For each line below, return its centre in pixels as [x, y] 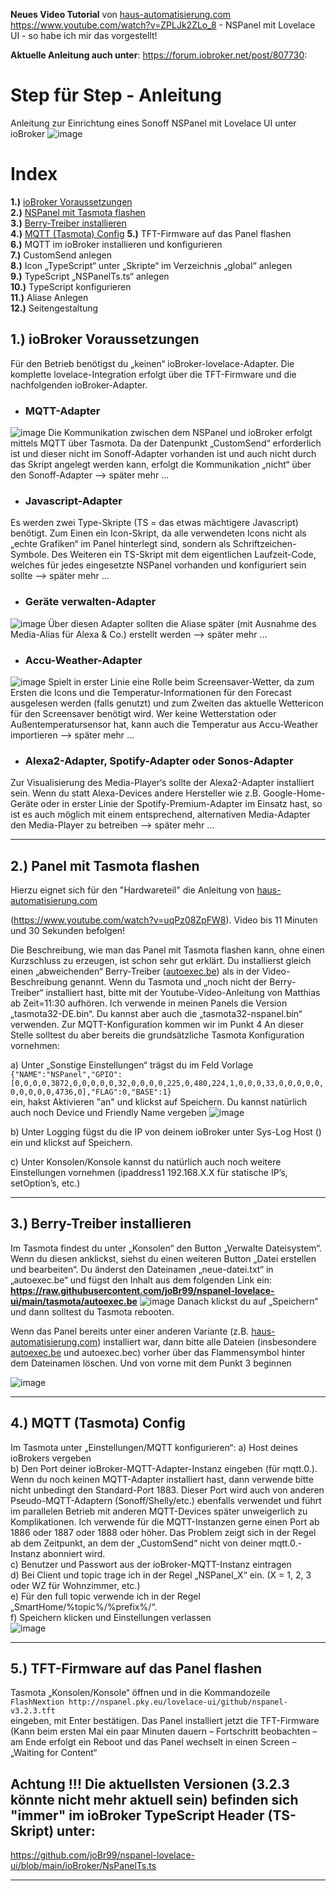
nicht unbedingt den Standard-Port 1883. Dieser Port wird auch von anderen [167, 1490]
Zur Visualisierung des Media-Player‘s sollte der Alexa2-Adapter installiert [162, 783]
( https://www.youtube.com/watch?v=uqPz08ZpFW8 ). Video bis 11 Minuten [164, 920]
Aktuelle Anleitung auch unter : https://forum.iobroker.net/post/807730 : [159, 55]
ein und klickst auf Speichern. [71, 1142]
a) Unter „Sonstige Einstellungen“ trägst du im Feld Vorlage [132, 1065]
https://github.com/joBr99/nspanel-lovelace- [103, 1855]
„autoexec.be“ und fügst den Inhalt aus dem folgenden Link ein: [141, 1280]
